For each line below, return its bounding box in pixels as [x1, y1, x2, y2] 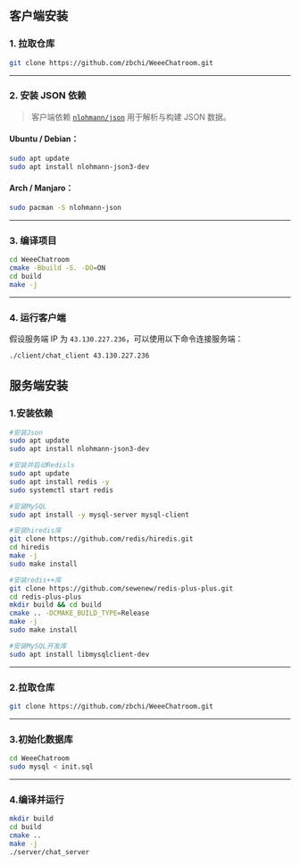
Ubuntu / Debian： [9, 133, 79, 145]
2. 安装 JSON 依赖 [9, 89, 87, 102]
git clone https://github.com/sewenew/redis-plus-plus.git [9, 584, 234, 592]
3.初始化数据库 [9, 733, 73, 745]
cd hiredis [9, 543, 50, 552]
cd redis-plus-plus [9, 592, 82, 601]
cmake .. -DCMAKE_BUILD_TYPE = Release [9, 609, 150, 618]
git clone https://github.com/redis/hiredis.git [9, 534, 194, 543]
